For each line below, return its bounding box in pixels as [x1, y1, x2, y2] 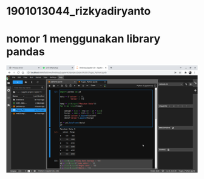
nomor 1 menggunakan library [6, 32, 161, 46]
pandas [6, 45, 46, 59]
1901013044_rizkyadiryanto [6, 4, 151, 18]
